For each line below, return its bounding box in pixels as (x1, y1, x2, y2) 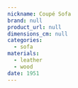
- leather (13, 57, 43, 64)
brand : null (7, 17, 43, 24)
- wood (13, 63, 33, 70)
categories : (7, 37, 43, 44)
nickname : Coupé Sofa (7, 10, 72, 18)
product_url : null (7, 23, 62, 31)
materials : (7, 50, 40, 57)
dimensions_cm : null (7, 30, 69, 38)
